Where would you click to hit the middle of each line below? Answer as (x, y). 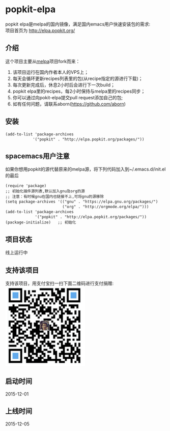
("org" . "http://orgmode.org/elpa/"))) (105, 207)
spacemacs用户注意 (37, 156)
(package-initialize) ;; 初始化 (41, 222)
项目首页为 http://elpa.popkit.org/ (40, 30)
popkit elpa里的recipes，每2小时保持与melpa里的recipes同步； (79, 91)
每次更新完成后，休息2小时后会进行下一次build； (64, 84)
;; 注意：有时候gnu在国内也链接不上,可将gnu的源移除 (55, 197)
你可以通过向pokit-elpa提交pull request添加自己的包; (68, 97)
